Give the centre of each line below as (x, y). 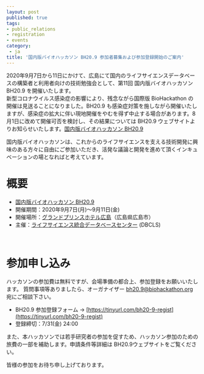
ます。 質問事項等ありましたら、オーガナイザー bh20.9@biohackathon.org (100, 289)
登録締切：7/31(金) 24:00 (47, 323)
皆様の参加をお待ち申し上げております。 (57, 365)
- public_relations (31, 29)
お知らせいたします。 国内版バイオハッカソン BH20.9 (77, 129)
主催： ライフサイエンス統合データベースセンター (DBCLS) (88, 224)
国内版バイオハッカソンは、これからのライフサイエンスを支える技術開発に (100, 141)
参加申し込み (39, 263)
